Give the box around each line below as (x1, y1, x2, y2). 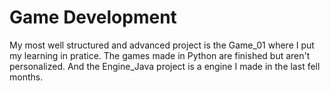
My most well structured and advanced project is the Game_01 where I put (9, 39, 315, 51)
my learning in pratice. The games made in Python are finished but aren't (9, 49, 311, 61)
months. (9, 71, 44, 83)
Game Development (9, 6, 177, 29)
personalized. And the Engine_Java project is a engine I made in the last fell (9, 60, 321, 72)
